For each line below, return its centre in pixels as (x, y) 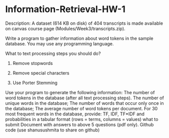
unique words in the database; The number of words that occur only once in (85, 103)
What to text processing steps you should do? (53, 53)
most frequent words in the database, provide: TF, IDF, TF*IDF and (75, 114)
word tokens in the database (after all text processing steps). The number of (85, 98)
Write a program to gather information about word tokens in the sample (79, 38)
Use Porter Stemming (35, 83)
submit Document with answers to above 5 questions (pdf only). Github (80, 124)
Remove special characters (41, 73)
